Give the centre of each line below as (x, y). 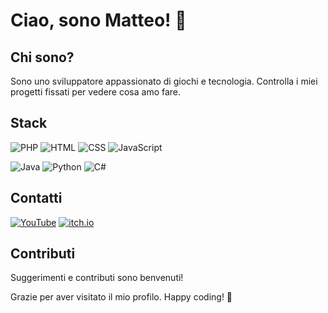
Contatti (36, 198)
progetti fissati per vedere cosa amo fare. (96, 92)
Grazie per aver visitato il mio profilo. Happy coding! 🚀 (121, 297)
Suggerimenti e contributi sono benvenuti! (97, 278)
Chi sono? (42, 57)
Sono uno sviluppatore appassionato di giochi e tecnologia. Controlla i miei (164, 81)
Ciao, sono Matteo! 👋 (98, 20)
